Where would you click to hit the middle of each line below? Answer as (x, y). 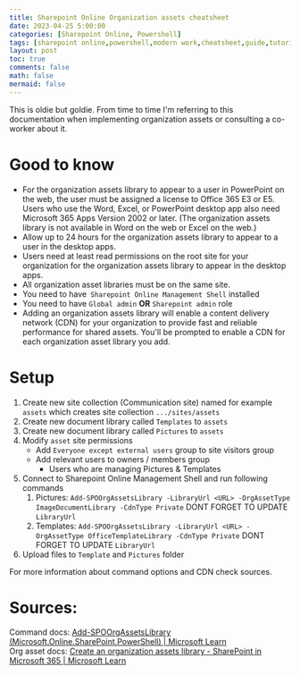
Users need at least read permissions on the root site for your (135, 256)
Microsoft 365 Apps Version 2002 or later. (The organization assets (146, 218)
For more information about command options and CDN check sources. (141, 571)
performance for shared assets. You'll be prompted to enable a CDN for (154, 332)
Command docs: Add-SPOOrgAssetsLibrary (90, 632)
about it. (52, 128)
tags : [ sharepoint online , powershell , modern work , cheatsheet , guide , (139, 42)
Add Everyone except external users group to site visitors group (155, 450)
